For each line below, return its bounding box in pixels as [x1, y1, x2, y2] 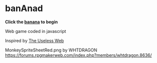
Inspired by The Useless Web [5, 37, 64, 44]
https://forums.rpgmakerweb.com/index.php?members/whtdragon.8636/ [5, 52, 152, 58]
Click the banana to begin [5, 19, 58, 25]
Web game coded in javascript [5, 28, 66, 34]
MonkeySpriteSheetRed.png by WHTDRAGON [5, 47, 98, 53]
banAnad [5, 3, 43, 14]
